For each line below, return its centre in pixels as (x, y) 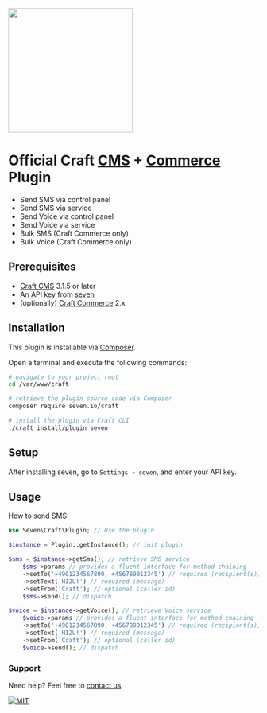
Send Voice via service (57, 224)
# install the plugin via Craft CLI (69, 421)
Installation (37, 328)
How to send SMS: (39, 516)
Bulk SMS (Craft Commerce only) (74, 233)
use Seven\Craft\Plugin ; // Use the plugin (81, 531)
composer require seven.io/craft (64, 406)
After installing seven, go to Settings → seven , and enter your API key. (122, 472)
